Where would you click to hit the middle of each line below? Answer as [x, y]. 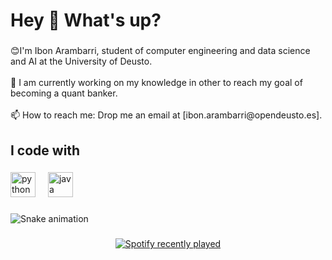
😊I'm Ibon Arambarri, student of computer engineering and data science [160, 51]
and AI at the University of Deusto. [81, 61]
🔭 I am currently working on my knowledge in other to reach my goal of [156, 83]
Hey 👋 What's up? [86, 20]
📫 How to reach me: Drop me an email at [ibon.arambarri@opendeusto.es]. [166, 115]
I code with [45, 150]
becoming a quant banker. [64, 93]
